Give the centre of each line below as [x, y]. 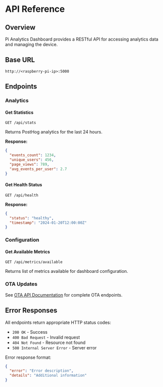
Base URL [20, 60]
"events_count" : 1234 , [33, 155]
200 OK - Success [30, 332]
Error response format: [28, 357]
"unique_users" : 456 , [32, 160]
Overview [20, 27]
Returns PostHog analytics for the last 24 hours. [54, 132]
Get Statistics [19, 112]
